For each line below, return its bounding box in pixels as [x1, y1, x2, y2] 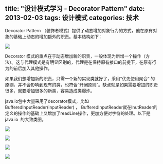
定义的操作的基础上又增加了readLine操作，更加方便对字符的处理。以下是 [5, 110, 151, 116]
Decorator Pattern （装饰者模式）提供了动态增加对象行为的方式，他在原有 [5, 27, 153, 33]
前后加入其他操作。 [13, 65, 52, 71]
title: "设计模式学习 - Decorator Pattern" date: [5, 4, 145, 13]
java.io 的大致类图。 [5, 116, 46, 122]
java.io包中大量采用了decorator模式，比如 [5, 98, 89, 104]
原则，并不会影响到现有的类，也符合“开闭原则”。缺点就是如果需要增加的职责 [5, 82, 158, 88]
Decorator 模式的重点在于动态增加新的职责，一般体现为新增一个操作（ [5, 53, 146, 59]
